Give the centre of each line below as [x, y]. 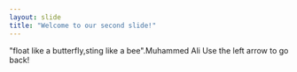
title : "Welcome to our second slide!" [83, 25]
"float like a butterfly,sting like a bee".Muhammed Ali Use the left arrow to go [149, 50]
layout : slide [35, 17]
